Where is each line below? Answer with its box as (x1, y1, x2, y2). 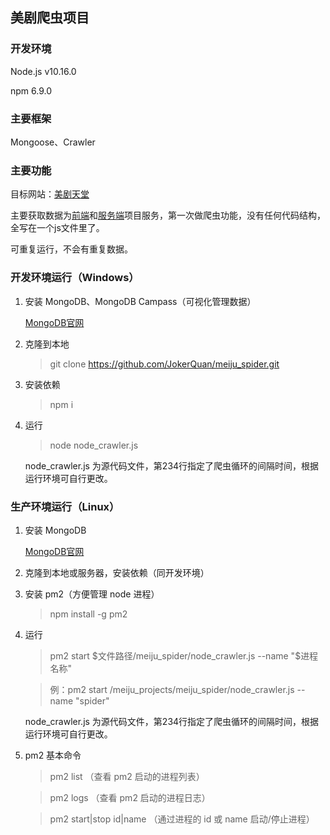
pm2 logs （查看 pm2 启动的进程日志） (49, 791, 211, 803)
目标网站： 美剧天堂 (10, 188, 90, 200)
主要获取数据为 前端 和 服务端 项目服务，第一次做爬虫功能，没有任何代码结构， (10, 209, 326, 222)
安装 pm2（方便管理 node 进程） (24, 588, 160, 600)
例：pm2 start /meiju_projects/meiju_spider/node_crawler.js (49, 683, 295, 695)
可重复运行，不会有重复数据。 (10, 243, 133, 255)
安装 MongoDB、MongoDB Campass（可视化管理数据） (24, 295, 257, 307)
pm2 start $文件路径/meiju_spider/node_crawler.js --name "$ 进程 (49, 649, 319, 662)
